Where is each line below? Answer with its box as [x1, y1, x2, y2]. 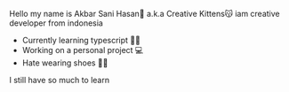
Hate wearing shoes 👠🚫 [21, 57, 108, 68]
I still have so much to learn [9, 75, 109, 85]
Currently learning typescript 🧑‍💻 [21, 35, 140, 45]
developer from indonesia [9, 18, 104, 28]
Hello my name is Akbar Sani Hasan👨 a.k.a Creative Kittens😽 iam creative [9, 9, 280, 19]
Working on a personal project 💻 [21, 45, 144, 55]
